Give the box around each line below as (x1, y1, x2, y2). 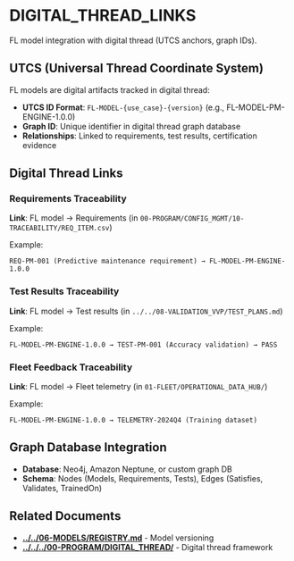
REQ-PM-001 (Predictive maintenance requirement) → (9, 256, 206, 266)
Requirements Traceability (9, 193, 127, 205)
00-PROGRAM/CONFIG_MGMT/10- (139, 214, 245, 223)
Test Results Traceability (9, 285, 120, 297)
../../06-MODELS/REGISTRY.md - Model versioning (21, 532, 214, 543)
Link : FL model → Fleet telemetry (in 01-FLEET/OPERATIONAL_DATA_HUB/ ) (9, 381, 268, 392)
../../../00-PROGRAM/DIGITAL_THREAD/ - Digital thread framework (21, 541, 273, 552)
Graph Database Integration (9, 440, 167, 456)
